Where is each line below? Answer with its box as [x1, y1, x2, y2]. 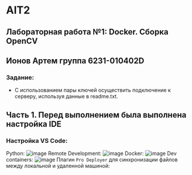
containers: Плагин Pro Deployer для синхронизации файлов [6, 156, 178, 163]
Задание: [6, 73, 34, 81]
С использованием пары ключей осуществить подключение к [14, 87, 171, 94]
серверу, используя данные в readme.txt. [14, 93, 118, 100]
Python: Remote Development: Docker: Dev [6, 150, 177, 157]
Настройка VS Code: [6, 136, 68, 145]
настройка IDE [6, 119, 61, 129]
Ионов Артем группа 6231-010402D [6, 56, 145, 66]
